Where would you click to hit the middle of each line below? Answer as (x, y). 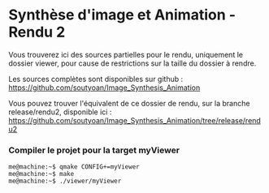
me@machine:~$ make (41, 174)
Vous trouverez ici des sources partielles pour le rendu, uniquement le (126, 54)
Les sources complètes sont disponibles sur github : (96, 79)
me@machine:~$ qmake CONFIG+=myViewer (74, 167)
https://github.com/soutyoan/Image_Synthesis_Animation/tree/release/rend (135, 120)
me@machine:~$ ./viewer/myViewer (65, 181)
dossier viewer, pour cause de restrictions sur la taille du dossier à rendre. (132, 63)
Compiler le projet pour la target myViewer (94, 150)
